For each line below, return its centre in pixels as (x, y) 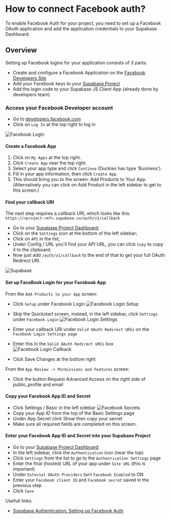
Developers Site (29, 78)
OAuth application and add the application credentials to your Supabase (81, 28)
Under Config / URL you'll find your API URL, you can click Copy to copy (88, 244)
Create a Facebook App (31, 146)
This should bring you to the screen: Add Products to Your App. (80, 179)
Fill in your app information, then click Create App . (65, 174)
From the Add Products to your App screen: (51, 294)
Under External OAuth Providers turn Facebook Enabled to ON (78, 475)
